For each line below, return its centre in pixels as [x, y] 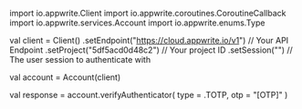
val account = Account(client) [65, 77]
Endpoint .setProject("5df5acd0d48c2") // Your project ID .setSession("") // [151, 50]
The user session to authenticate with [80, 59]
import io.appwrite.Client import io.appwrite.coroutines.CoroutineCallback [148, 13]
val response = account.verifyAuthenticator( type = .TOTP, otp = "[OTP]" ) [149, 95]
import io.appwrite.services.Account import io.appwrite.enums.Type [137, 23]
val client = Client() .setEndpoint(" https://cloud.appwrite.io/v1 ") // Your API [149, 40]
